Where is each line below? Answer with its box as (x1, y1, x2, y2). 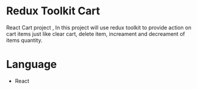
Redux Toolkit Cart (6, 4, 100, 18)
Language (6, 58, 57, 71)
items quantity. (6, 36, 43, 44)
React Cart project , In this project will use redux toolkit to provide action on (6, 24, 192, 31)
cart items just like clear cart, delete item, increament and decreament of (6, 30, 185, 37)
